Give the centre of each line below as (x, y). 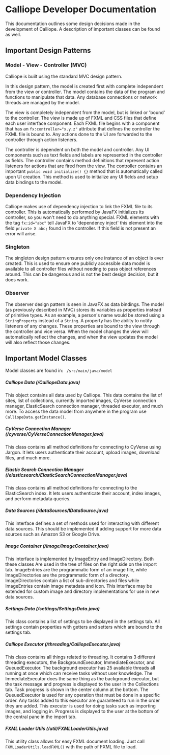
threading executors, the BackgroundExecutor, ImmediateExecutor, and (80, 662)
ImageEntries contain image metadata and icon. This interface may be (79, 586)
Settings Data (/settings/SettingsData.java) (53, 608)
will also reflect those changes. (38, 342)
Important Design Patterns (48, 50)
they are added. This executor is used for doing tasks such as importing (81, 706)
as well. (13, 34)
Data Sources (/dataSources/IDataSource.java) (57, 510)
